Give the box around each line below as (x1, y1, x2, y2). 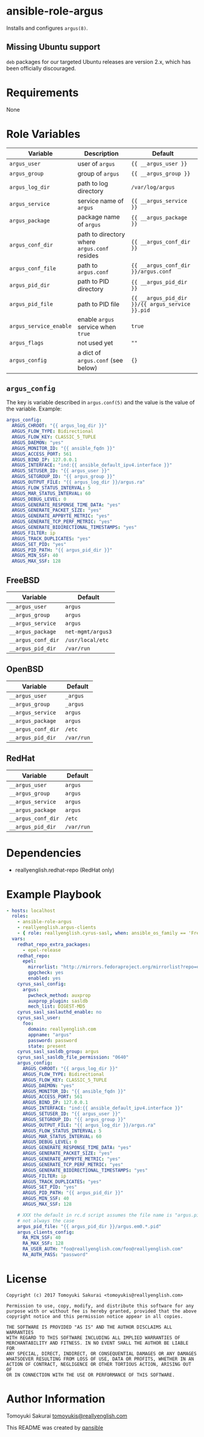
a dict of (77, 348, 101, 357)
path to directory (77, 230, 126, 238)
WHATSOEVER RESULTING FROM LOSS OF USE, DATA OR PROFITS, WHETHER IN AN (6, 1356, 194, 1362)
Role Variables (6, 127, 81, 141)
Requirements (6, 86, 79, 100)
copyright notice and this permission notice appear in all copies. (6, 1313, 183, 1319)
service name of (77, 196, 124, 205)
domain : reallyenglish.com (28, 1026, 97, 1032)
